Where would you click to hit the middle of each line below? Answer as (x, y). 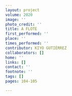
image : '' (16, 19)
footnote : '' (19, 72)
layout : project (22, 10)
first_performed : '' (27, 34)
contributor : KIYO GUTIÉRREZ (36, 48)
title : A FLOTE (21, 29)
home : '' (14, 57)
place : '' (16, 39)
